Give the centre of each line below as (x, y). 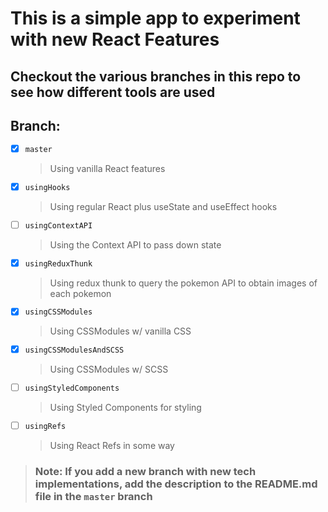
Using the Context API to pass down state (135, 244)
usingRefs (45, 426)
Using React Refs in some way (112, 445)
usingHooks (47, 187)
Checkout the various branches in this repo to (156, 76)
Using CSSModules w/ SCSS (109, 369)
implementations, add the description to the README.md (176, 484)
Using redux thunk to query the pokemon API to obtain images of (183, 283)
